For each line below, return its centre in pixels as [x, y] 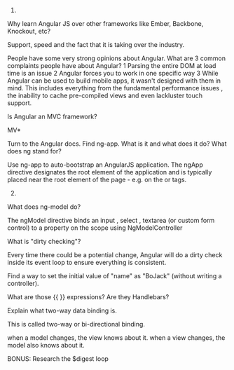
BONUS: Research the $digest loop [58, 359]
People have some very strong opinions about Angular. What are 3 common [117, 58]
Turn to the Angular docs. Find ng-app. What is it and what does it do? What [117, 144]
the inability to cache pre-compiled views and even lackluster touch [105, 95]
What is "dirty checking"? [44, 241]
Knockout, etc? [29, 31]
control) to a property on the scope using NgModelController [95, 228]
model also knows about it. [46, 345]
